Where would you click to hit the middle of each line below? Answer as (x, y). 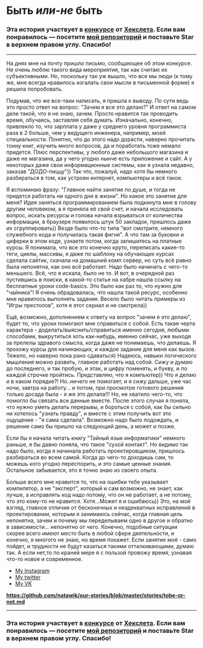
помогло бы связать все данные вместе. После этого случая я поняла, (98, 401)
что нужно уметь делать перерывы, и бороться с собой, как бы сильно (99, 407)
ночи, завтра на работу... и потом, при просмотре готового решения (95, 388)
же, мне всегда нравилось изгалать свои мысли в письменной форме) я (100, 83)
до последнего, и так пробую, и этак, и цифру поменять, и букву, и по (97, 368)
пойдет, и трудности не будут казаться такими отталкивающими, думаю (100, 546)
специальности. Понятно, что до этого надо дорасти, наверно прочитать (101, 139)
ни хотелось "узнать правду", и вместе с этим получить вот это (89, 414)
